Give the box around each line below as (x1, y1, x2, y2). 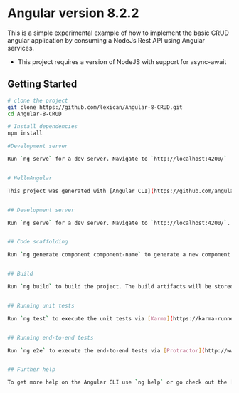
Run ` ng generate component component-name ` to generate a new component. (7, 251, 234, 258)
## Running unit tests (7, 302, 75, 309)
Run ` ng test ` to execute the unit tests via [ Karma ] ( (7, 315, 174, 322)
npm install (7, 130, 43, 137)
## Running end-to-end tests (7, 334, 94, 341)
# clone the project (7, 97, 69, 104)
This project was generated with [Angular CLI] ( (7, 187, 154, 194)
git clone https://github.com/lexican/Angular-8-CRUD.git (7, 103, 183, 111)
